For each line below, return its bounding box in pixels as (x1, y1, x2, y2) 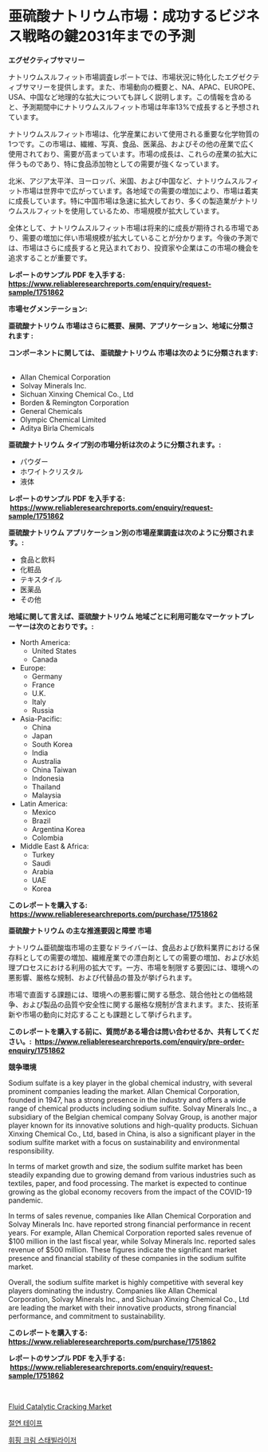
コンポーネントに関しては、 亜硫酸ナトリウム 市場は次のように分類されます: (8, 348, 258, 357)
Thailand (31, 782, 61, 791)
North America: (19, 637, 70, 647)
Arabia (31, 866, 54, 876)
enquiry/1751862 (8, 1045, 65, 1055)
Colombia (31, 833, 64, 842)
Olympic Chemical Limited (19, 415, 106, 424)
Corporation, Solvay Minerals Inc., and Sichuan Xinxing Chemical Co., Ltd (8, 1294, 250, 1303)
